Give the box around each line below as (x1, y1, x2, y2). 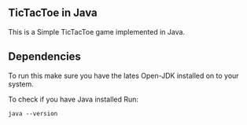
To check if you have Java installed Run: (8, 94, 139, 104)
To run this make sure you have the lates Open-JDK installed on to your (8, 71, 239, 80)
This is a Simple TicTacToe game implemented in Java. (8, 27, 186, 36)
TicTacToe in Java (8, 6, 98, 20)
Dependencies (8, 50, 81, 64)
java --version (8, 109, 58, 117)
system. (8, 79, 34, 89)
